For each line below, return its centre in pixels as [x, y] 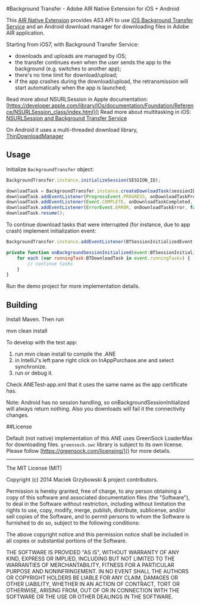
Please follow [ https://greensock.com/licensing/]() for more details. [89, 451]
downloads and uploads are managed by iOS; [71, 56]
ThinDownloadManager [35, 136]
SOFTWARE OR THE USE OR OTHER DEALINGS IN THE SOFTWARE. [90, 597]
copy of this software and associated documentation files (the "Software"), [98, 498]
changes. [18, 415]
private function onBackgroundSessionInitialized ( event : [78, 252]
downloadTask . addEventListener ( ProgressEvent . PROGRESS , [77, 196]
